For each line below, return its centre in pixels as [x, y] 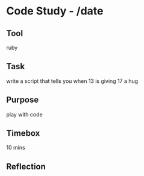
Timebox [23, 133]
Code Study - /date [55, 11]
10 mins [16, 148]
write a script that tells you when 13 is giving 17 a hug [72, 81]
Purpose [23, 100]
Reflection [26, 166]
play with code [25, 114]
